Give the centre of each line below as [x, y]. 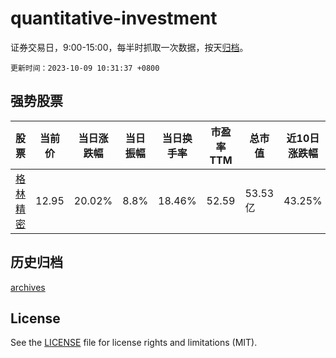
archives [28, 287]
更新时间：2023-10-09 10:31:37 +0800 [85, 68]
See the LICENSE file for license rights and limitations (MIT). [134, 343]
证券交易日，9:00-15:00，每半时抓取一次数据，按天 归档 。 [129, 47]
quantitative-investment [114, 18]
